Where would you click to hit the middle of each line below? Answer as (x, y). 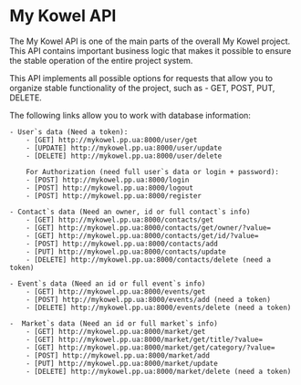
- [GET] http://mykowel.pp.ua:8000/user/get (112, 140)
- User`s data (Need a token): (69, 132)
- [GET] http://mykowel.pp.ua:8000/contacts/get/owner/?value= (149, 228)
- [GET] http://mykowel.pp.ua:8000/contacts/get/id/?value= (142, 235)
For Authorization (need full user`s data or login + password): (153, 172)
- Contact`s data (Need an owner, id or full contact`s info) (130, 212)
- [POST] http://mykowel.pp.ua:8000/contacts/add (122, 244)
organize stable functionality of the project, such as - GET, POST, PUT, (142, 88)
